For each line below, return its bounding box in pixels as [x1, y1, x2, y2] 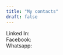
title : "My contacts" [6, 8, 59, 14]
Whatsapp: [6, 42, 32, 49]
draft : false [6, 14, 38, 20]
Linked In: [6, 30, 30, 36]
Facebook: [6, 36, 32, 43]
